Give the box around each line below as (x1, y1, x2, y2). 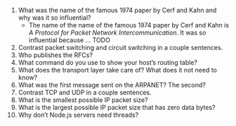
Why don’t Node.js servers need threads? (18, 111, 139, 119)
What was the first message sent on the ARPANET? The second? (18, 81, 206, 89)
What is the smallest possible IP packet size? (18, 96, 148, 104)
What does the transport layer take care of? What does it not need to (18, 66, 217, 74)
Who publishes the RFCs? (18, 51, 93, 59)
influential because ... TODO (28, 36, 111, 44)
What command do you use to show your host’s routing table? (18, 58, 197, 66)
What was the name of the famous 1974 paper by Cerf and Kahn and (18, 6, 217, 14)
